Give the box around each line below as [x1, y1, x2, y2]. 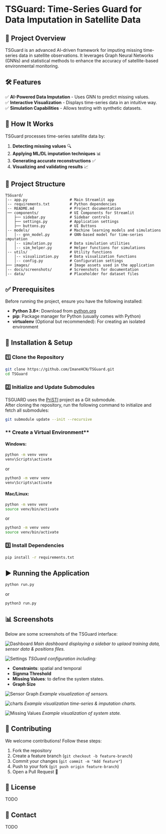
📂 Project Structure [5, 180, 66, 188]
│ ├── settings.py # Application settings [5, 219, 119, 224]
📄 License [5, 783, 36, 791]
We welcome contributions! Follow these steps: [5, 738, 102, 744]
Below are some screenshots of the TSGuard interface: [5, 631, 118, 637]
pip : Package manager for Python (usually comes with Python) [12, 313, 141, 320]
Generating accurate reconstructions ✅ [12, 158, 96, 164]
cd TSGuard [5, 371, 28, 376]
